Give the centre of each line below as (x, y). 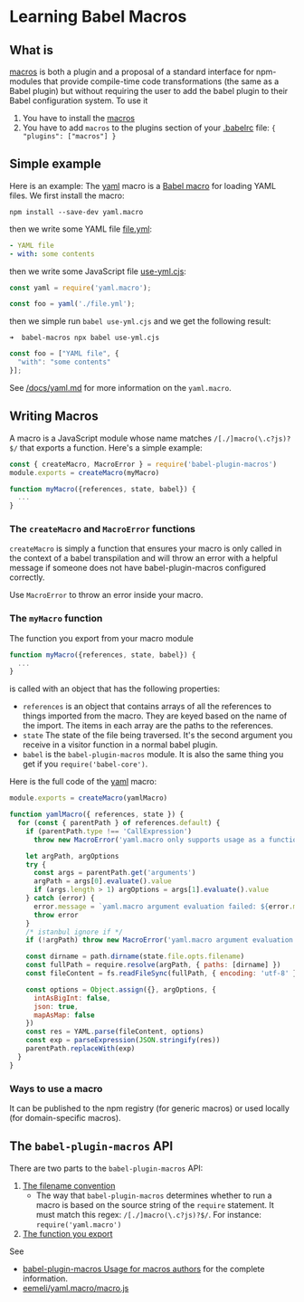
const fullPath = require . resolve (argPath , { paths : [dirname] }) (153, 965)
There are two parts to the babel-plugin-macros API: (106, 1168)
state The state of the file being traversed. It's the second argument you (157, 736)
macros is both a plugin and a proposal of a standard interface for (132, 71)
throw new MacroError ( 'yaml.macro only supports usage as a (149, 840)
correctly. (27, 577)
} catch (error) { (60, 898)
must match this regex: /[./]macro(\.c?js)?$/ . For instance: (149, 1214)
